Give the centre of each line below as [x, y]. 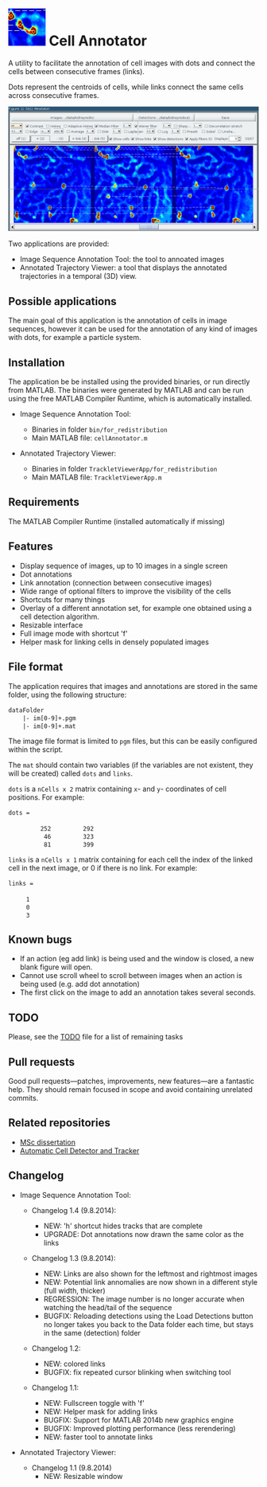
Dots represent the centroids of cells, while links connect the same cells [126, 87]
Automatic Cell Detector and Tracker [79, 1150]
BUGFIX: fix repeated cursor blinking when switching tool [137, 1372]
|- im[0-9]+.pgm [50, 718]
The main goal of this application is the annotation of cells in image [118, 321]
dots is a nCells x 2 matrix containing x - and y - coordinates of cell [117, 789]
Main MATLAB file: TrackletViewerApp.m [97, 477]
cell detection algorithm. [59, 616]
